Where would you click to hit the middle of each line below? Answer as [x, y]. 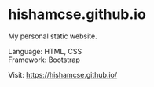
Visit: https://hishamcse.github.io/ [63, 74]
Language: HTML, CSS [45, 51]
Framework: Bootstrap [44, 60]
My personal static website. [53, 36]
